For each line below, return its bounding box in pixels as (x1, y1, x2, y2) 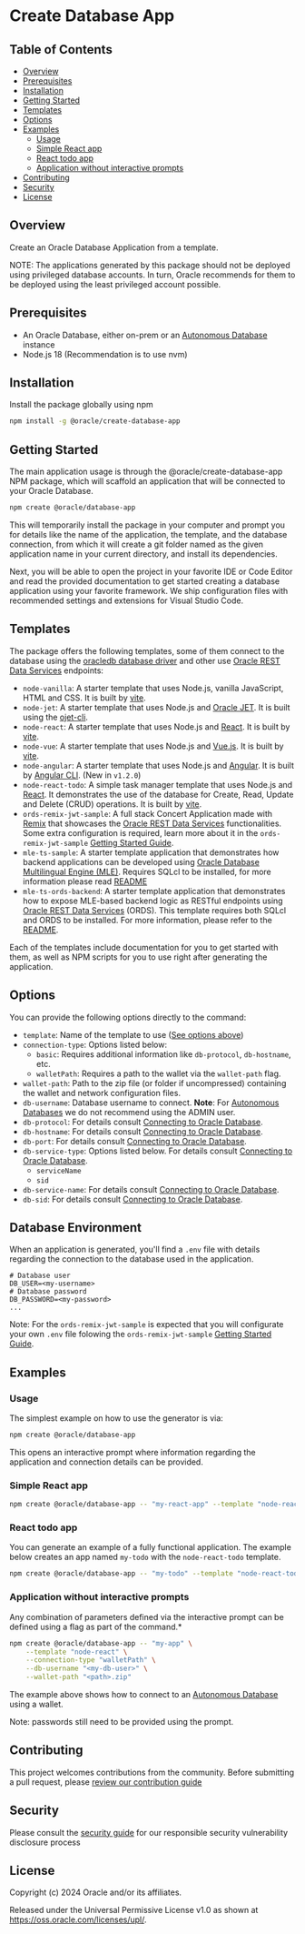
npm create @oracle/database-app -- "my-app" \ (9, 1638, 193, 1647)
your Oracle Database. (9, 486, 93, 497)
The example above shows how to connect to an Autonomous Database (9, 1689, 279, 1700)
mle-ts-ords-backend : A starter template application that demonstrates (22, 885, 286, 896)
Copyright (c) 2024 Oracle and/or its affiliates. (9, 1887, 182, 1898)
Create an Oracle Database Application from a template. (9, 242, 219, 253)
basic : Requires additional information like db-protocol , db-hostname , (35, 1048, 292, 1060)
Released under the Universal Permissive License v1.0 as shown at (9, 1905, 259, 1916)
